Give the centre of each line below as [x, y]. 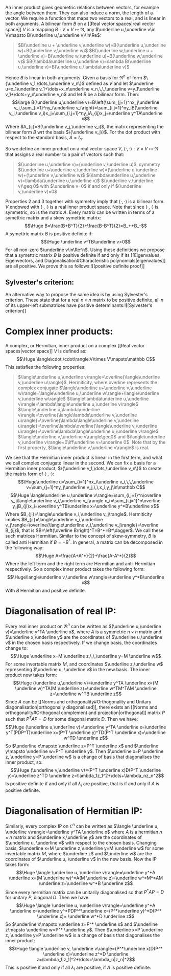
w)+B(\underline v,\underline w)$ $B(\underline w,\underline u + [86, 50]
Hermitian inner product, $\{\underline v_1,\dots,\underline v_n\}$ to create [83, 469]
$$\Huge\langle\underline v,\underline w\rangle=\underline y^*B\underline [86, 577]
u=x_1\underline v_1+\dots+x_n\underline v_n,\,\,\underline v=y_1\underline [82, 88]
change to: [17, 648]
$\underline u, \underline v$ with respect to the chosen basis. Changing [81, 842]
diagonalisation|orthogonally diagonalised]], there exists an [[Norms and [81, 707]
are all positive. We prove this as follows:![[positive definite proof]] [75, 266]
